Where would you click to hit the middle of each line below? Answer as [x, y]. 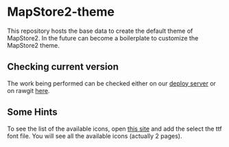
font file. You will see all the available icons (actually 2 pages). [95, 136]
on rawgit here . [28, 90]
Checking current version [63, 67]
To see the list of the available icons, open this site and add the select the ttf [114, 129]
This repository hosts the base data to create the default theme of [100, 31]
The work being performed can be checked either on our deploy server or [111, 83]
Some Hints [33, 112]
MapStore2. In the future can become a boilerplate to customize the [103, 38]
